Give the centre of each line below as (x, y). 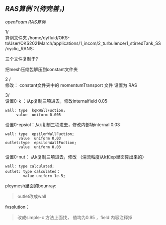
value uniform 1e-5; (44, 176)
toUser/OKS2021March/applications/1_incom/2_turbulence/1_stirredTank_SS (83, 43)
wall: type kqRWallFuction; (35, 110)
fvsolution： (18, 207)
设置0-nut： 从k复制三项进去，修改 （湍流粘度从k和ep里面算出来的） (76, 157)
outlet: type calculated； (33, 171)
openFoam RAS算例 (25, 22)
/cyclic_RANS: (20, 48)
